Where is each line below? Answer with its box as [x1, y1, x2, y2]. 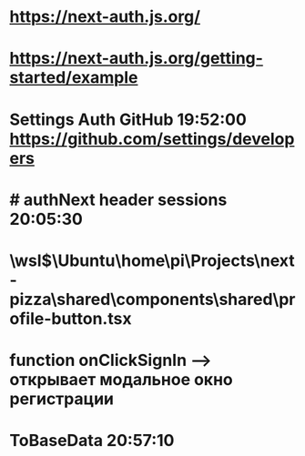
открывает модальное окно [9, 370, 234, 390]
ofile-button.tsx [9, 308, 132, 329]
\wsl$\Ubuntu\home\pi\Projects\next [9, 250, 295, 270]
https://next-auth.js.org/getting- [9, 48, 264, 69]
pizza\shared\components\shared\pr [9, 289, 296, 309]
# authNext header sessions [9, 189, 228, 210]
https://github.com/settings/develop [9, 128, 295, 149]
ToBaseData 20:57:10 [9, 431, 175, 451]
